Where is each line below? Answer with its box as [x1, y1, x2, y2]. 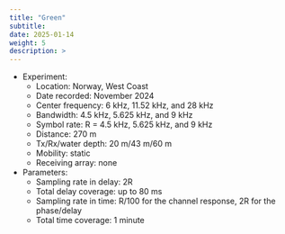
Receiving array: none [35, 157, 118, 168]
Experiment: [22, 71, 67, 82]
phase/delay [35, 205, 83, 216]
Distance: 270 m [35, 129, 97, 139]
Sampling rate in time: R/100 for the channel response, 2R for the [35, 195, 276, 207]
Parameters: [22, 167, 68, 178]
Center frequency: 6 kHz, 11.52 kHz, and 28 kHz [35, 100, 214, 111]
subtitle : [9, 22, 47, 31]
